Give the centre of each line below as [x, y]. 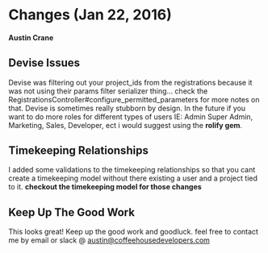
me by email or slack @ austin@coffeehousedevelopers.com [109, 240]
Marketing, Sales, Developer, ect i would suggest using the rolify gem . [126, 125]
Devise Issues [44, 63]
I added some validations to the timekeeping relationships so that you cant [132, 170]
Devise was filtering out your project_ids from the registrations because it [130, 82]
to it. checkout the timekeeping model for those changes [105, 187]
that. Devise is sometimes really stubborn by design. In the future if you [127, 108]
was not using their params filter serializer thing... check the [108, 91]
